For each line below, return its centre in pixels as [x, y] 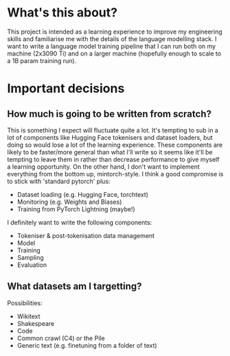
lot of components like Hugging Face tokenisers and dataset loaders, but [110, 137]
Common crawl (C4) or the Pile [61, 338]
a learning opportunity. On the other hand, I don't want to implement [104, 167]
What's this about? [62, 13]
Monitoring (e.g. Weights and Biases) [69, 202]
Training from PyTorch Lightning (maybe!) [76, 209]
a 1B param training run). [42, 60]
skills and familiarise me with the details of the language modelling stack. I [112, 38]
